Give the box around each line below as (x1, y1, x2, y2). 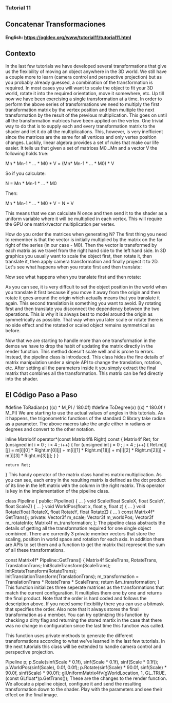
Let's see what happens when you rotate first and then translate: (5, 264, 142, 270)
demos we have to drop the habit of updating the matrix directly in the (5, 343, 153, 349)
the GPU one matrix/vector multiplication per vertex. (5, 221, 116, 227)
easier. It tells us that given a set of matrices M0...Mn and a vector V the (5, 145, 158, 151)
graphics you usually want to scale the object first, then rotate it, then (5, 253, 152, 259)
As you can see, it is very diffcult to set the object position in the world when (5, 283, 167, 290)
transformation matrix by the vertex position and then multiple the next (5, 106, 155, 113)
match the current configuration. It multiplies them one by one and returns (5, 589, 162, 596)
